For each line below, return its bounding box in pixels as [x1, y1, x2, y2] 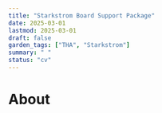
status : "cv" [8, 56, 52, 64]
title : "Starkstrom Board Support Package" [8, 11, 156, 20]
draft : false [8, 33, 52, 42]
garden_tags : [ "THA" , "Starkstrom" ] [8, 41, 130, 49]
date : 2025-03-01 [8, 19, 66, 27]
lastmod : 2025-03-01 [8, 26, 77, 34]
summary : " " [8, 49, 52, 56]
